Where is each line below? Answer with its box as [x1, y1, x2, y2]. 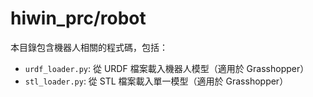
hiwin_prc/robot [10, 7, 147, 30]
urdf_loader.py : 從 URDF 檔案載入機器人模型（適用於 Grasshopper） [24, 62, 310, 74]
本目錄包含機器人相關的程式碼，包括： [10, 41, 168, 53]
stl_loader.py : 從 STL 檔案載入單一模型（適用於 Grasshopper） [24, 75, 289, 87]
